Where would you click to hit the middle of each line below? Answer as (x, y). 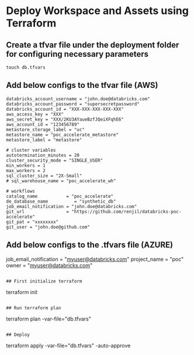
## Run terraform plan (34, 308)
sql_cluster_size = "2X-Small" (44, 176)
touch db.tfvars (26, 67)
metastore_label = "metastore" (44, 140)
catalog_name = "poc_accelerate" (60, 196)
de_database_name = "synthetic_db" (61, 201)
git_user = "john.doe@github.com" (48, 227)
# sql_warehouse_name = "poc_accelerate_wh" (61, 181)
